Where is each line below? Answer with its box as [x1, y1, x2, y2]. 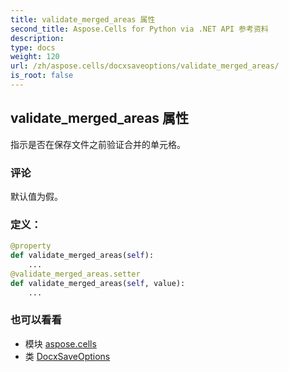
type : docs [10, 42, 56, 53]
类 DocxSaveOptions [24, 350, 111, 362]
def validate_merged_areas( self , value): [10, 278, 186, 288]
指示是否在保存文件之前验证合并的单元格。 [10, 138, 186, 150]
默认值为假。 [10, 190, 63, 202]
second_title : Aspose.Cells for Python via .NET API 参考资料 [10, 24, 269, 34]
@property [10, 241, 52, 251]
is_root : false [10, 71, 74, 81]
